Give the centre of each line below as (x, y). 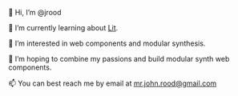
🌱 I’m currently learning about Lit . (63, 28)
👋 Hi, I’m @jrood (35, 12)
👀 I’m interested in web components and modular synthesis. (107, 43)
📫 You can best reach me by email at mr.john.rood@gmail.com (113, 83)
